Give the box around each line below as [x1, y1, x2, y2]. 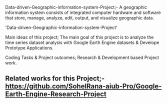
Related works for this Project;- [5, 74, 105, 83]
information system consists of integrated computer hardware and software [5, 9, 161, 15]
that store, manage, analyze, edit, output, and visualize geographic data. [5, 15, 154, 20]
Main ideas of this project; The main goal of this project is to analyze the [5, 34, 154, 40]
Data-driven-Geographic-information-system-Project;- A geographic [5, 4, 147, 10]
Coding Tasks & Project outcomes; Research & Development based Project [5, 54, 159, 60]
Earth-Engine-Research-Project [5, 90, 106, 98]
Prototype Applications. [5, 45, 54, 50]
